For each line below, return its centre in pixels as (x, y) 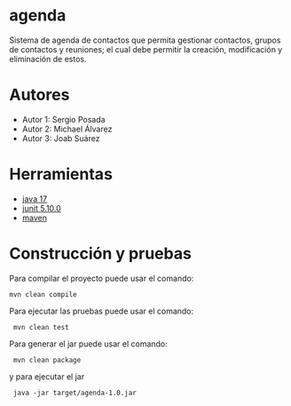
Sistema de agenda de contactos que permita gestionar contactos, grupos (145, 40)
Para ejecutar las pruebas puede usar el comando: (102, 311)
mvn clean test (41, 327)
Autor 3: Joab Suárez (61, 138)
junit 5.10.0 (42, 208)
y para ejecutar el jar (47, 376)
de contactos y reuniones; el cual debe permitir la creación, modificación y (146, 49)
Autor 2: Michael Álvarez (67, 129)
